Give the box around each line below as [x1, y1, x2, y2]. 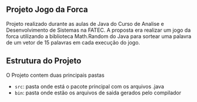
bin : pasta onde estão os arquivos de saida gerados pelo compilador [14, 89, 181, 96]
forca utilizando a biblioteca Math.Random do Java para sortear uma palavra [6, 32, 192, 40]
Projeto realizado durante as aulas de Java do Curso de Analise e [6, 20, 165, 27]
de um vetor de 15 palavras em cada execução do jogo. [6, 39, 140, 46]
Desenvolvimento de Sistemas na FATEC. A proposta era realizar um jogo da [6, 26, 191, 33]
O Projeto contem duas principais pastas [6, 72, 105, 79]
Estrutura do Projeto [6, 56, 82, 66]
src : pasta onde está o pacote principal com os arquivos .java [14, 83, 165, 90]
